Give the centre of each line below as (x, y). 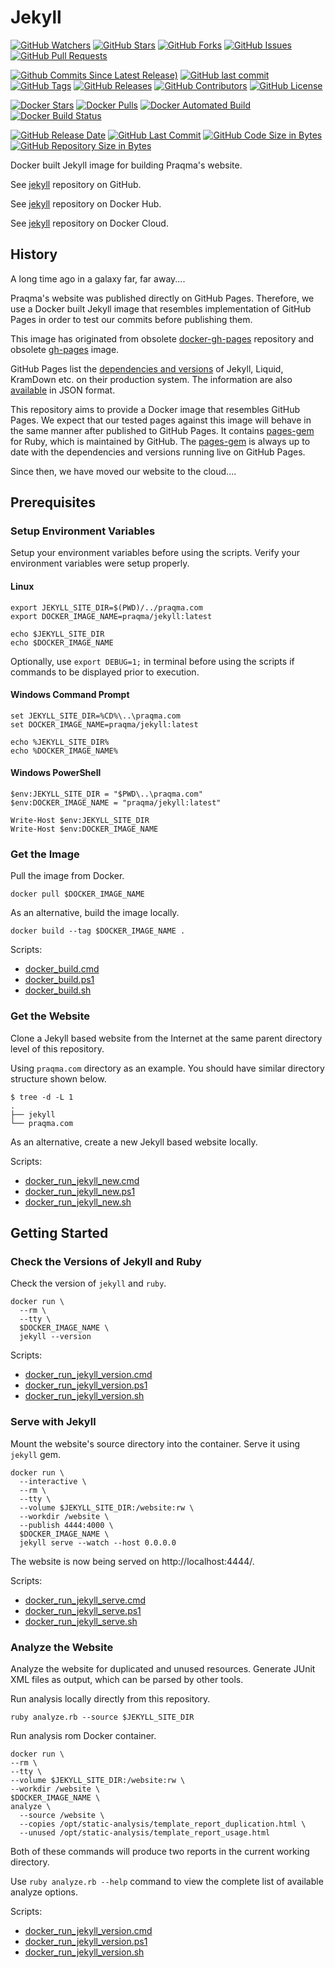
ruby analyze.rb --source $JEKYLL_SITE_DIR (102, 1717)
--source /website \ (62, 1815)
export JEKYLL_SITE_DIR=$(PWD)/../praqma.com (106, 607)
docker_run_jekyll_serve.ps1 (83, 1610)
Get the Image (45, 854)
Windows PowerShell (56, 773)
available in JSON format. (63, 390)
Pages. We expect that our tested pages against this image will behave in (161, 420)
